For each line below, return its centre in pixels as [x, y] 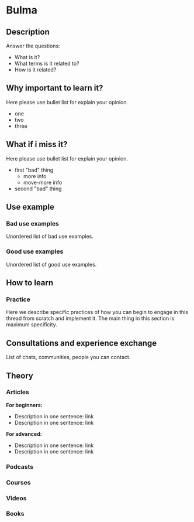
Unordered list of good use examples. [51, 264]
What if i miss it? [37, 144]
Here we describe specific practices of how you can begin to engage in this [97, 312]
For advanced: [24, 434]
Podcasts [20, 466]
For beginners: [24, 405]
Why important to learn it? [55, 88]
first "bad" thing [34, 170]
